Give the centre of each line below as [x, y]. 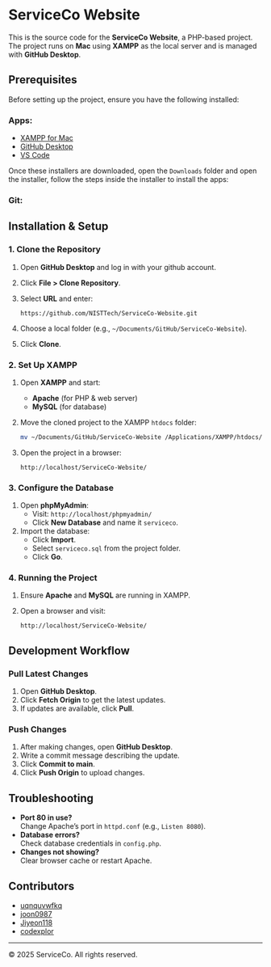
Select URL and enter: [56, 298]
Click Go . [47, 557]
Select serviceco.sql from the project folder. [106, 548]
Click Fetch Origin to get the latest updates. [93, 700]
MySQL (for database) [69, 407]
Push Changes [38, 729]
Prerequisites [43, 80]
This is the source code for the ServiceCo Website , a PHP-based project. [131, 37]
